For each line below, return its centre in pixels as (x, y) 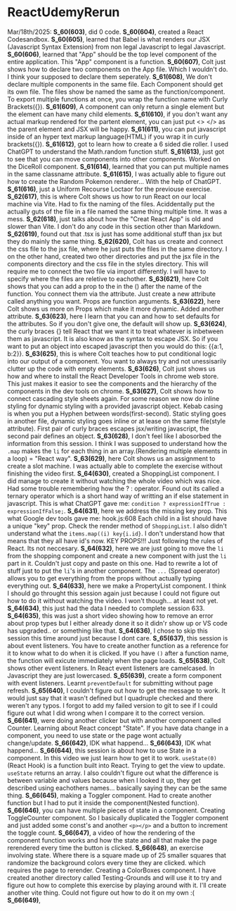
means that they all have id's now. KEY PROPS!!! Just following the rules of (115, 540)
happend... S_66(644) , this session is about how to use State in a (102, 750)
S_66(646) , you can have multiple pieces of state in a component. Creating (116, 810)
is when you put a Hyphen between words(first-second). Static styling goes (117, 414)
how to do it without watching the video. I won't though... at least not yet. (113, 600)
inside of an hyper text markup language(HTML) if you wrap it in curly (108, 136)
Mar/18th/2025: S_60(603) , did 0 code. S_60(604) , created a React (105, 32)
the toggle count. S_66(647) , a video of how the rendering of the (101, 833)
